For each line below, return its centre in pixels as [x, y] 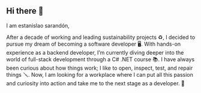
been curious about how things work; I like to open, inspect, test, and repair [100, 68]
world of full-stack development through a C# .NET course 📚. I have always [100, 59]
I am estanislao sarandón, [38, 25]
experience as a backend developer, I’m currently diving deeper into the [95, 52]
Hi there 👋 [25, 11]
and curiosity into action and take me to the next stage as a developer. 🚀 [95, 83]
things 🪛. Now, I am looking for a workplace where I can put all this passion [100, 74]
